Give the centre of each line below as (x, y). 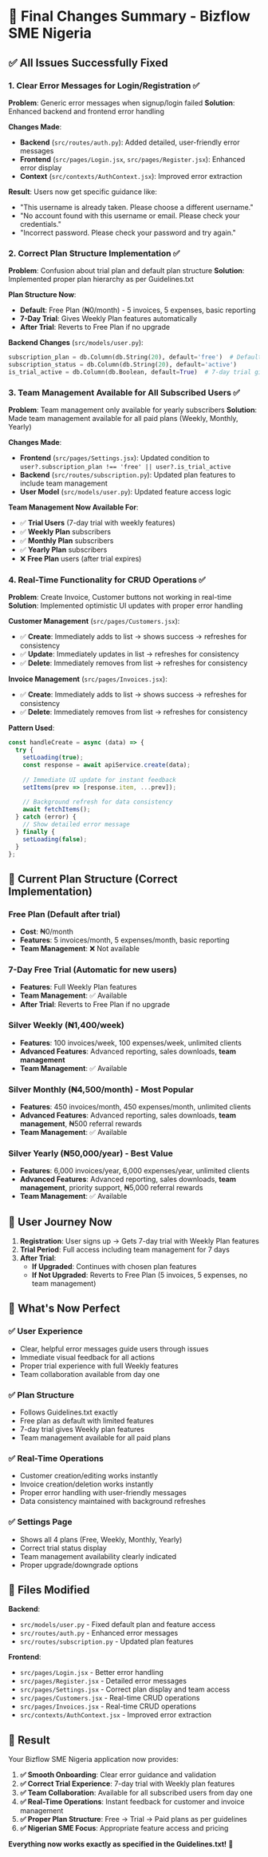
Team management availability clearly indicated (98, 1556)
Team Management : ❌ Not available (80, 949)
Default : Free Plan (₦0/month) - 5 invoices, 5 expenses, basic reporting (138, 310)
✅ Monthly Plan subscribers (67, 541)
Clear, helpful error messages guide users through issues (114, 1348)
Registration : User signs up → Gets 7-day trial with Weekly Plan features (139, 1241)
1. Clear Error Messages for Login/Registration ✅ (104, 85)
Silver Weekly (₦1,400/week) (67, 1026)
